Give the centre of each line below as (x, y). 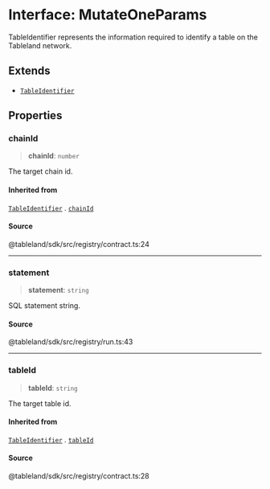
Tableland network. (40, 45)
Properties (35, 115)
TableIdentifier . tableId (51, 439)
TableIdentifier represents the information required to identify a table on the (133, 37)
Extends (29, 71)
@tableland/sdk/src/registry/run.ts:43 (71, 342)
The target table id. (40, 403)
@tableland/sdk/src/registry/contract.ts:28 (79, 476)
